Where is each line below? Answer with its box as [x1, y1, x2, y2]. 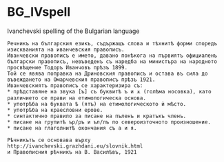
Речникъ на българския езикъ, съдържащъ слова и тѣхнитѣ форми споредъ [7, 40, 217, 47]
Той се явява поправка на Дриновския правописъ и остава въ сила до [7, 70, 208, 77]
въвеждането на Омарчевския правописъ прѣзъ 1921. [7, 76, 156, 83]
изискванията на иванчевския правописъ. [7, 46, 125, 53]
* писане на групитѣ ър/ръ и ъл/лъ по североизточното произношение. [7, 118, 212, 126]
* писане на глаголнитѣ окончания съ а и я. [7, 124, 137, 131]
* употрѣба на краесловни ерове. [7, 106, 103, 113]
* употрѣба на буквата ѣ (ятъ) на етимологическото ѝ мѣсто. [7, 100, 187, 107]
